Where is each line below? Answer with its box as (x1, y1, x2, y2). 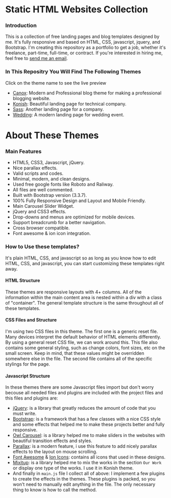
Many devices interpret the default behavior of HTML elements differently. (5, 333, 162, 340)
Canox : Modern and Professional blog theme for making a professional (12, 90, 162, 96)
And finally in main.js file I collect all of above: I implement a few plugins (12, 470, 165, 476)
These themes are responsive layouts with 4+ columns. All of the (5, 289, 142, 295)
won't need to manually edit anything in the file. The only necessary (12, 481, 156, 488)
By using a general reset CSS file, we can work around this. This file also (5, 339, 158, 345)
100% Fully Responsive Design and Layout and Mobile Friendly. (12, 197, 146, 204)
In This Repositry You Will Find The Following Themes (5, 68, 141, 75)
